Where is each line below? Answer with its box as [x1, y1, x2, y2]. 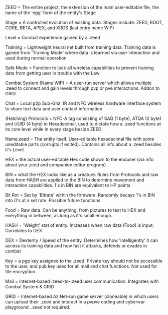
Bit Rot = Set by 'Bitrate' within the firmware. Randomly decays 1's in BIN [5, 192, 155, 198]
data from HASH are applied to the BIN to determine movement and [5, 177, 144, 183]
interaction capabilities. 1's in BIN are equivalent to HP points [5, 182, 130, 188]
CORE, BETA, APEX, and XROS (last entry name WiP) [5, 25, 114, 31]
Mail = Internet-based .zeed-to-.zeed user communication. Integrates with [5, 278, 159, 284]
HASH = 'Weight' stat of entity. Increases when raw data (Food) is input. [5, 222, 154, 228]
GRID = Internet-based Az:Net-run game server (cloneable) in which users [5, 293, 159, 299]
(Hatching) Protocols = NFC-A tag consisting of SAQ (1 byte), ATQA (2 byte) [5, 115, 161, 121]
